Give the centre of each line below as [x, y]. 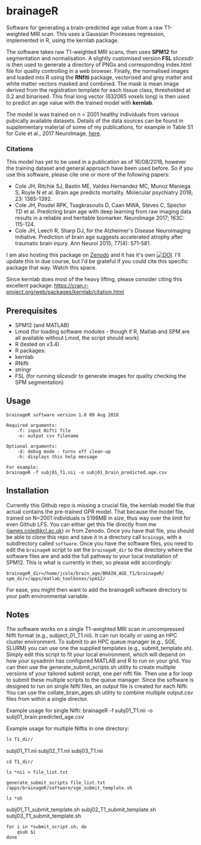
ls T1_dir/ [20, 740]
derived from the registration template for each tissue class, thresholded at [98, 90]
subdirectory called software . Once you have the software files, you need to [100, 543]
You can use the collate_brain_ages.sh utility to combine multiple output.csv [100, 693]
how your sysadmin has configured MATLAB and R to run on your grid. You [99, 661]
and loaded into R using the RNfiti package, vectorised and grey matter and [99, 77]
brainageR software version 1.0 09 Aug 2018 [63, 415]
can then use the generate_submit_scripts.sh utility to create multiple [91, 667]
